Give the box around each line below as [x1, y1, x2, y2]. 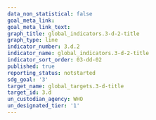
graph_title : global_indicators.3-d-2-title [7, 30, 140, 37]
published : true [7, 63, 55, 70]
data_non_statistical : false [7, 10, 93, 18]
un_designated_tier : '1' [7, 102, 80, 109]
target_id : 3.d [7, 89, 52, 96]
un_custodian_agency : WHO [7, 96, 83, 103]
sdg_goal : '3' [7, 76, 49, 83]
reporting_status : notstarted [7, 69, 96, 76]
